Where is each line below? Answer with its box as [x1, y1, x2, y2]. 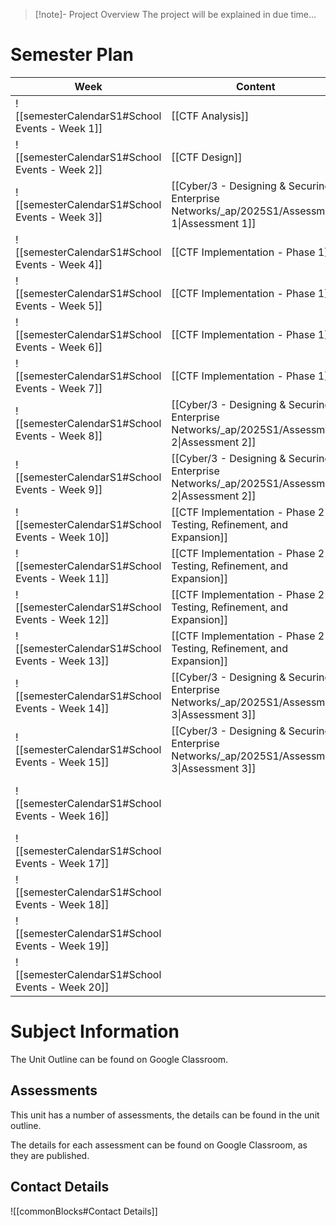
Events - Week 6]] [15, 340, 103, 354]
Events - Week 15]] [15, 755, 110, 769]
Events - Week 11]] [15, 571, 110, 585]
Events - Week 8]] [15, 429, 103, 443]
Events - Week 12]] [15, 612, 110, 626]
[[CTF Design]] [171, 150, 243, 164]
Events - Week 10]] [15, 530, 110, 544]
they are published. [10, 1149, 90, 1161]
